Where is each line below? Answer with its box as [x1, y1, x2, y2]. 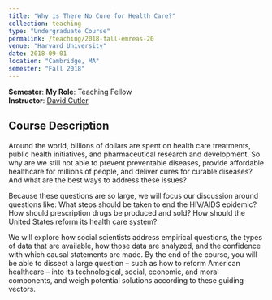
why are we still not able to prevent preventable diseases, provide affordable [8, 157, 265, 167]
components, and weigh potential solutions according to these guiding [8, 275, 244, 285]
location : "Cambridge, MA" [8, 58, 100, 66]
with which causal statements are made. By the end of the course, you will [8, 249, 257, 259]
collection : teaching [8, 19, 82, 28]
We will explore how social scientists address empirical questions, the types [8, 232, 262, 242]
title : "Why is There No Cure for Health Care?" [8, 11, 176, 20]
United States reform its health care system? [8, 216, 158, 226]
